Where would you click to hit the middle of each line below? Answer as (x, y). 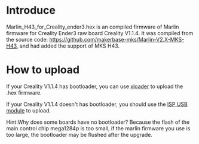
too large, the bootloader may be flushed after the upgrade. (79, 134)
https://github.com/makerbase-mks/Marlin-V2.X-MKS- (117, 39)
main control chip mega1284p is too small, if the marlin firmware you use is (98, 128)
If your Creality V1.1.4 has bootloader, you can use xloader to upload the (95, 86)
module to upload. (29, 110)
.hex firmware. (24, 92)
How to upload (43, 70)
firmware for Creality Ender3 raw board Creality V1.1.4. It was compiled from (100, 33)
